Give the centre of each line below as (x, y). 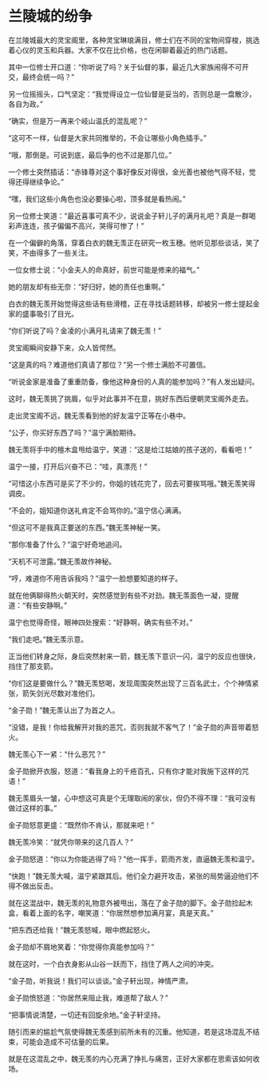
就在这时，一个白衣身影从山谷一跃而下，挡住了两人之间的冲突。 (113, 964)
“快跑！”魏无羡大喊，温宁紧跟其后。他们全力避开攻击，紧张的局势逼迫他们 (130, 876)
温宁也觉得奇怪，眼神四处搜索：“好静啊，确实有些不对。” (100, 622)
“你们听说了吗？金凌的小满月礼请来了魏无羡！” (85, 330)
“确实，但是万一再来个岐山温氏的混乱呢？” (78, 121)
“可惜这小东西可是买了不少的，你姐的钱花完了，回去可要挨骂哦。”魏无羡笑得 (132, 483)
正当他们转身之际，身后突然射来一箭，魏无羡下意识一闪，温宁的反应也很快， (134, 656)
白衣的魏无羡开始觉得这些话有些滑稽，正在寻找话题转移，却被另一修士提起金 (134, 304)
